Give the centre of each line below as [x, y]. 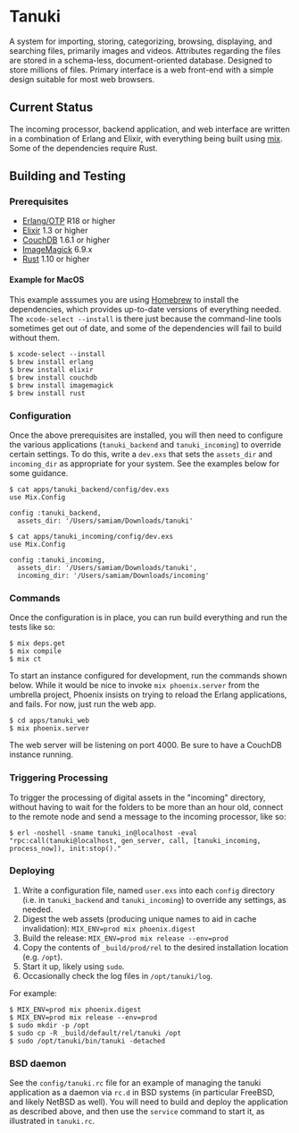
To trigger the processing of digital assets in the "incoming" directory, [137, 797]
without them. [35, 337]
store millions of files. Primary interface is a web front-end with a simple [141, 70]
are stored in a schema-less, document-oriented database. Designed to [141, 60]
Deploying [32, 871]
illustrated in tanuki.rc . [52, 1121]
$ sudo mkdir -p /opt [50, 1025]
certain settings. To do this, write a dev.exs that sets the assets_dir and [141, 454]
